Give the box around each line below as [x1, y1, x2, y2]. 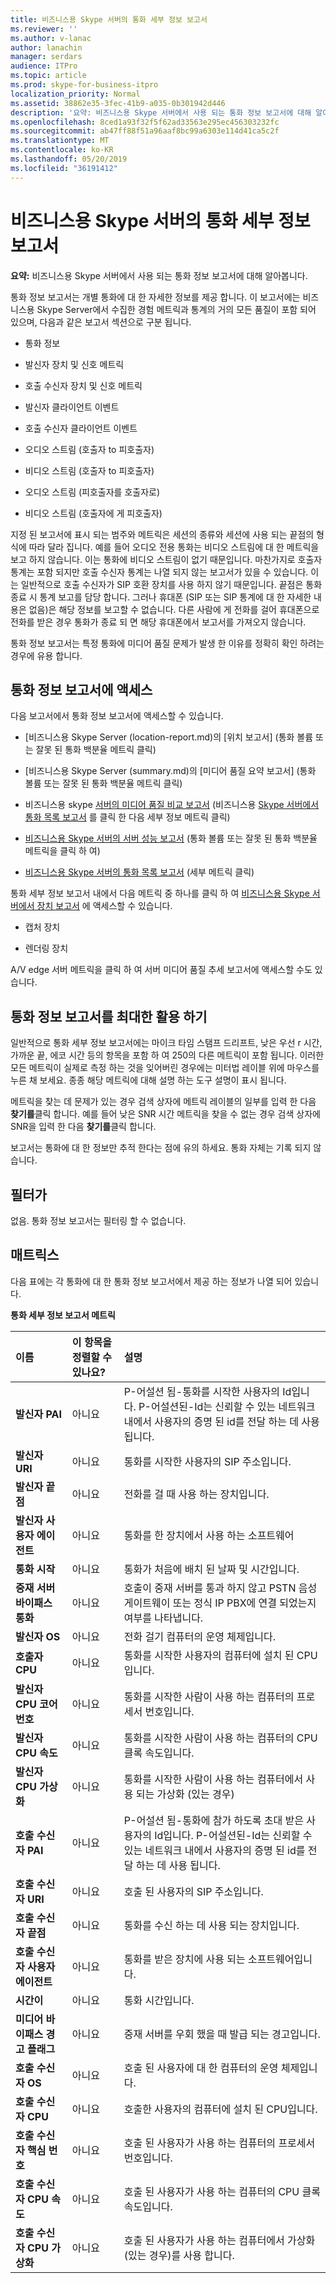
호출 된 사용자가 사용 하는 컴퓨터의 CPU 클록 [123, 2184, 321, 2198]
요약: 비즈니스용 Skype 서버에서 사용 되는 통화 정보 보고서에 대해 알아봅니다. [10, 269, 308, 281]
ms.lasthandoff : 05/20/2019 [10, 154, 128, 164]
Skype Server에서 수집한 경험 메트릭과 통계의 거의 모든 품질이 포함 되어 [36, 303, 317, 315]
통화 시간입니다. [123, 1993, 195, 2007]
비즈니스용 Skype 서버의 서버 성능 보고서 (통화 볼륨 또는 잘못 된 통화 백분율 [24, 832, 318, 845]
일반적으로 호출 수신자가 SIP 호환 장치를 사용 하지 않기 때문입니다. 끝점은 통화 [20, 578, 323, 590]
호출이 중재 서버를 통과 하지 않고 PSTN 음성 [123, 1581, 318, 1595]
